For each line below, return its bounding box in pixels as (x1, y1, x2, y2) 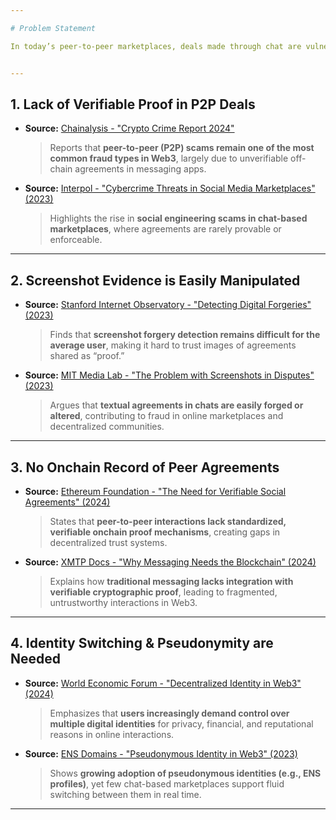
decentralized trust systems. (49, 536, 168, 548)
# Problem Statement (10, 23, 97, 33)
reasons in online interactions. (49, 728, 175, 740)
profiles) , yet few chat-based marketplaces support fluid (49, 777, 285, 790)
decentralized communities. (49, 421, 165, 433)
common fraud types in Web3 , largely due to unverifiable (49, 152, 289, 165)
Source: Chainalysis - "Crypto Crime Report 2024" (24, 122, 235, 135)
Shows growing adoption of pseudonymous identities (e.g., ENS (49, 767, 322, 779)
